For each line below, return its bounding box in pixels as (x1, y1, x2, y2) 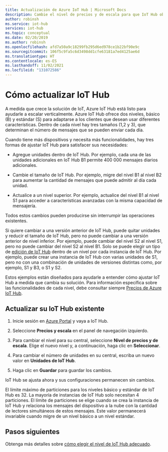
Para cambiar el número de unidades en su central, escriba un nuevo (12, 352, 155, 358)
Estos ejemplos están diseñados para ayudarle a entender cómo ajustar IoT (5, 274, 160, 280)
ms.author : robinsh (5, 40, 46, 45)
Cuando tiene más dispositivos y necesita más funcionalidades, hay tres (5, 136, 154, 142)
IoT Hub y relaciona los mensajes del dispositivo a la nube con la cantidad (5, 403, 157, 409)
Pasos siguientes (5, 428, 60, 436)
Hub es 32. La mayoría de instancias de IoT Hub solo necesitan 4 (5, 392, 139, 398)
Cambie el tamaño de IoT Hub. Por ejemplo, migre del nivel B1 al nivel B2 (12, 172, 162, 178)
